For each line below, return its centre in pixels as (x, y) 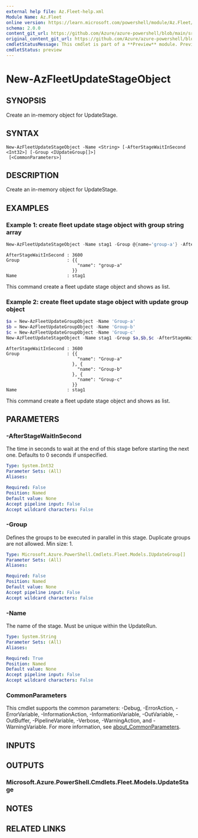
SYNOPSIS (26, 101)
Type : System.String (32, 637)
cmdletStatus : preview (34, 50)
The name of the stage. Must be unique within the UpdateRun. (82, 626)
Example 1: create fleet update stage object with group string (95, 225)
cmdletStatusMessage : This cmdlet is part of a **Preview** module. (92, 45)
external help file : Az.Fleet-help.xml (55, 11)
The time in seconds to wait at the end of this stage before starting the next (98, 449)
